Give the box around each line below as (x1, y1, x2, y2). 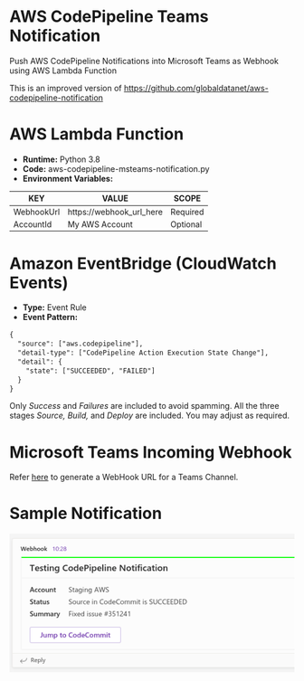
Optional (170, 219, 203, 230)
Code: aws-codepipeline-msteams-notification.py (22, 163, 210, 174)
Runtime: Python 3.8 (22, 154, 101, 165)
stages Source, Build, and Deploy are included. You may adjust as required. (9, 410, 290, 421)
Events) (9, 272, 69, 293)
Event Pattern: (22, 312, 79, 323)
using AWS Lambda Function (9, 65, 118, 76)
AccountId (13, 219, 52, 230)
